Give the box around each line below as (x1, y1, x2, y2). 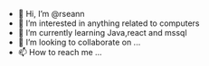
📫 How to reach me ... (17, 47, 102, 57)
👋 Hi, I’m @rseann (17, 9, 85, 19)
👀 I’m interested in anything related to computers (17, 18, 200, 29)
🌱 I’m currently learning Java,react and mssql (17, 28, 187, 37)
